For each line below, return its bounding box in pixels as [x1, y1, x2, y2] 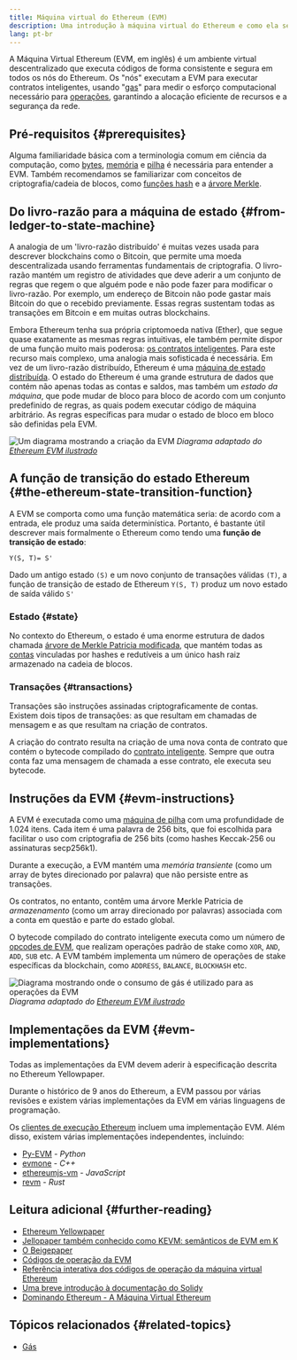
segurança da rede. [9, 101, 81, 112]
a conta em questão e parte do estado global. [9, 915, 175, 926]
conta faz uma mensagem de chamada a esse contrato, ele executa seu [9, 755, 271, 767]
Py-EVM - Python [21, 1149, 87, 1160]
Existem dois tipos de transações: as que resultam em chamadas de [9, 710, 257, 721]
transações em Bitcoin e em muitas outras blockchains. [9, 308, 210, 317]
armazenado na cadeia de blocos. [9, 659, 133, 669]
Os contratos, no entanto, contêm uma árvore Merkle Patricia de [9, 896, 244, 907]
